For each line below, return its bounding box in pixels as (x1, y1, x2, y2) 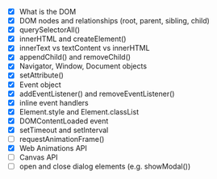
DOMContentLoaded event (19, 116, 109, 126)
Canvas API (19, 152, 58, 162)
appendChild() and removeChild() (19, 52, 131, 62)
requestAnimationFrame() (19, 134, 105, 144)
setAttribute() (19, 70, 64, 80)
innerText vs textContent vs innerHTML (19, 44, 150, 53)
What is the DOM (19, 7, 77, 16)
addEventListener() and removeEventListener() (19, 89, 175, 98)
